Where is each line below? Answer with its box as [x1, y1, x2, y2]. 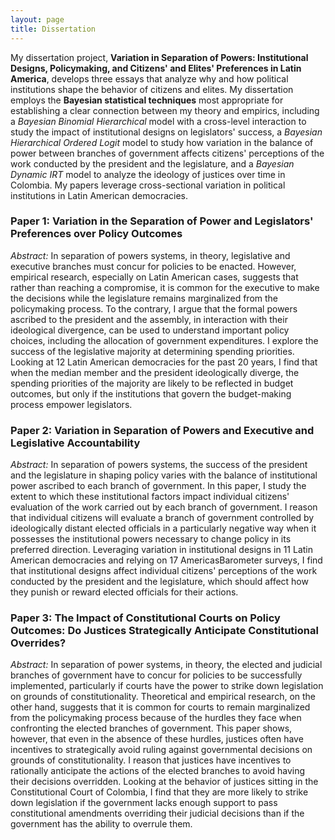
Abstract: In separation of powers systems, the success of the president [10, 459, 308, 471]
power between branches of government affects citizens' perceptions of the [10, 147, 325, 159]
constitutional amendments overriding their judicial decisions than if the [10, 807, 305, 820]
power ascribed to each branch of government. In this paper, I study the [10, 480, 307, 492]
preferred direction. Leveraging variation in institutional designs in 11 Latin [10, 544, 313, 556]
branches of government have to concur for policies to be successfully [10, 669, 303, 681]
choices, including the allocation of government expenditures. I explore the [10, 334, 319, 346]
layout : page [10, 14, 65, 25]
